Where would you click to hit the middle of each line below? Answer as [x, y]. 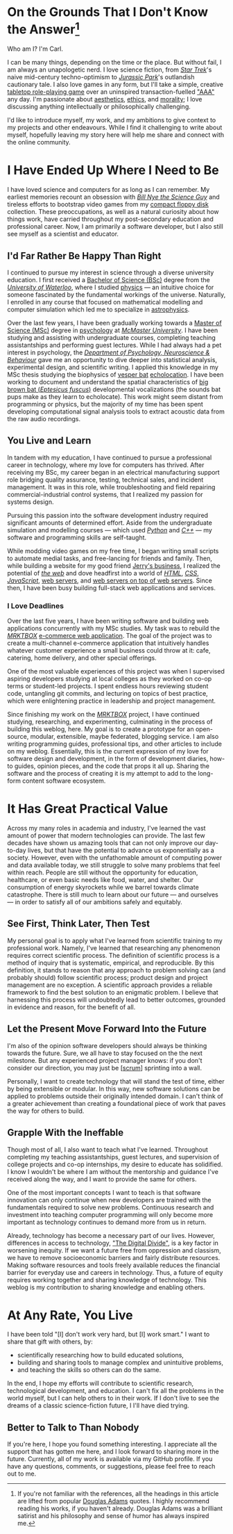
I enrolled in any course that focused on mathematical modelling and [105, 302]
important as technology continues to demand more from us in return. [107, 1222]
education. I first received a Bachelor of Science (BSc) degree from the [109, 280]
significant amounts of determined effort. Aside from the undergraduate [110, 523]
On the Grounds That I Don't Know [107, 12]
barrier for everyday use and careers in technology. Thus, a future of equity [115, 1272]
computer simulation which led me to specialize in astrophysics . [98, 309]
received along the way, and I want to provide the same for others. [102, 1179]
